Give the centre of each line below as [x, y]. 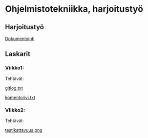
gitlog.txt [14, 88]
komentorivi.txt [20, 97]
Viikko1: [15, 68]
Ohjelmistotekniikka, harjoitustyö [74, 9]
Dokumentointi [20, 39]
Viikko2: [15, 110]
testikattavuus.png [24, 130]
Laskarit [18, 54]
